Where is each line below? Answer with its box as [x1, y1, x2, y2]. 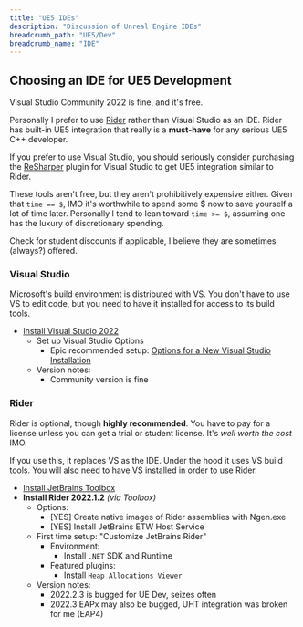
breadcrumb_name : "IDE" [9, 38, 100, 48]
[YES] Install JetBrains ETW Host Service [49, 521, 205, 532]
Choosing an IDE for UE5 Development [9, 72, 232, 88]
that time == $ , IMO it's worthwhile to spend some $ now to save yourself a [9, 198, 294, 210]
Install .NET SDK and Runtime [63, 549, 173, 561]
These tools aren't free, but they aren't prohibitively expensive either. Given [9, 189, 293, 200]
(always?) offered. [9, 246, 78, 256]
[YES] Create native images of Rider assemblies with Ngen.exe [49, 511, 287, 522]
